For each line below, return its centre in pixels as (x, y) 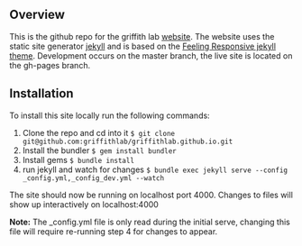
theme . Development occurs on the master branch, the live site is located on (151, 55)
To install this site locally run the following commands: (110, 115)
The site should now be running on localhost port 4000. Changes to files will (151, 195)
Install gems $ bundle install (78, 159)
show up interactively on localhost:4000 (84, 204)
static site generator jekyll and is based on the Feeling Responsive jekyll (143, 46)
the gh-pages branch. (50, 65)
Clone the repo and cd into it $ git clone (99, 132)
